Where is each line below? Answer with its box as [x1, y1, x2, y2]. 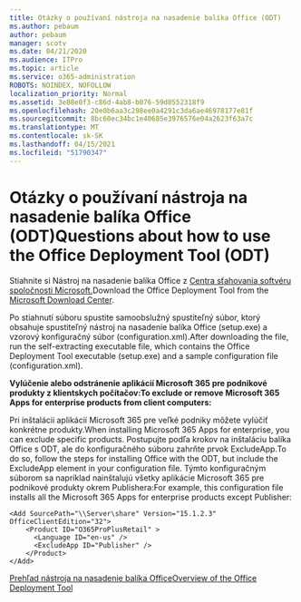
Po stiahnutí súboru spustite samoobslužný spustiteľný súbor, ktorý [9, 312, 261, 323]
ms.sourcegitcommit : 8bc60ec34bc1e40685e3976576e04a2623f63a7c [9, 114, 254, 123]
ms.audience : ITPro [9, 55, 83, 64]
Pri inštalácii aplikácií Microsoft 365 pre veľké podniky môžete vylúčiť [9, 414, 268, 425]
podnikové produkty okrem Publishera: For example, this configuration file [9, 481, 284, 492]
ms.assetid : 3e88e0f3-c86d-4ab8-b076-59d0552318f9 [9, 97, 205, 107]
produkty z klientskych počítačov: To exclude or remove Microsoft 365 [9, 387, 280, 398]
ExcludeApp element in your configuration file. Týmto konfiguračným [9, 462, 267, 473]
